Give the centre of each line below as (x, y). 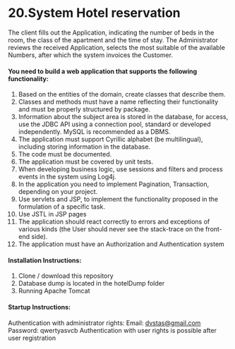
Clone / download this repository (66, 276)
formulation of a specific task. (61, 207)
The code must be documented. (65, 154)
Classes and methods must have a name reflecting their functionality (118, 102)
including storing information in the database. (84, 147)
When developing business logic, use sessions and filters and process (120, 169)
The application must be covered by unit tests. (86, 162)
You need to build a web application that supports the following (103, 71)
